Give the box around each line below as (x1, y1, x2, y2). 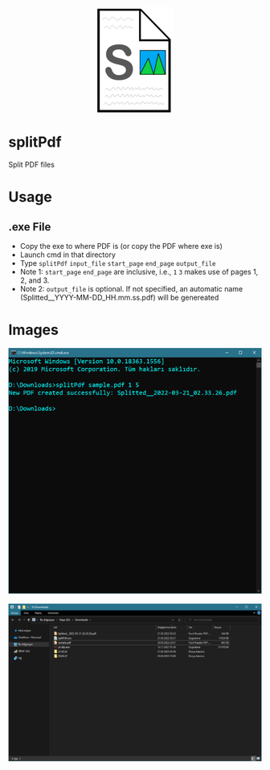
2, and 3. (19, 275, 50, 285)
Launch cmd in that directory (19, 250, 117, 259)
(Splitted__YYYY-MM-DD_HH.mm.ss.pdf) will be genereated (19, 292, 219, 302)
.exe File (8, 220, 51, 234)
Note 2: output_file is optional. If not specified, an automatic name (19, 284, 243, 293)
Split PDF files (8, 159, 55, 169)
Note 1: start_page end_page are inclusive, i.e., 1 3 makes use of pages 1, (19, 267, 259, 276)
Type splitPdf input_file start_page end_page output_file (19, 258, 216, 267)
